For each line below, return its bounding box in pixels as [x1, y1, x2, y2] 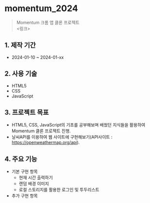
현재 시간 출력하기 [18, 175, 53, 181]
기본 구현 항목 [11, 169, 38, 174]
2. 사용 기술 [4, 70, 37, 78]
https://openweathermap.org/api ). [11, 140, 80, 145]
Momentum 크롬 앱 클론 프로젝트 [16, 19, 80, 25]
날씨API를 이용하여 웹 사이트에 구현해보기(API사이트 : [11, 134, 113, 140]
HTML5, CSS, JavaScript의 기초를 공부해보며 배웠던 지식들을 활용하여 [11, 122, 146, 128]
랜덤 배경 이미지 [18, 181, 49, 187]
